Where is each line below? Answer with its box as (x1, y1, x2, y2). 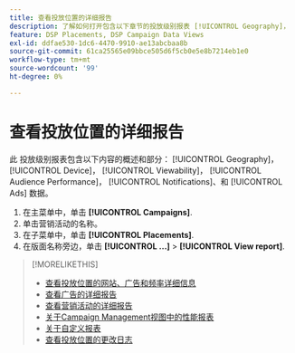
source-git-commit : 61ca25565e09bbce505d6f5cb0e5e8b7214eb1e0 (9, 47, 249, 56)
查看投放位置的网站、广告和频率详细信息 (44, 277, 196, 288)
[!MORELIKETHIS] (31, 259, 99, 270)
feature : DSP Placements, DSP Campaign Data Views (9, 30, 205, 39)
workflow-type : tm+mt (9, 55, 91, 64)
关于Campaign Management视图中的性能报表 (44, 311, 214, 322)
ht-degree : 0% (9, 72, 63, 81)
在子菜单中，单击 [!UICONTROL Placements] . (22, 229, 195, 240)
